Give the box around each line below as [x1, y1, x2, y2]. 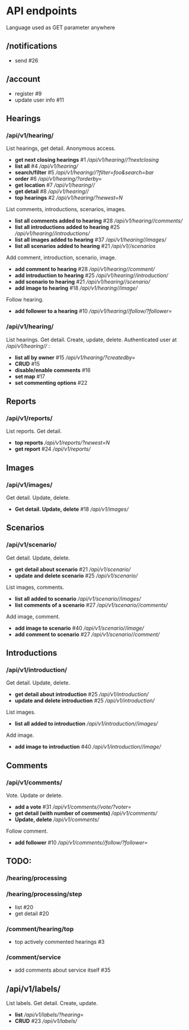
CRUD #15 [14, 360, 40, 367]
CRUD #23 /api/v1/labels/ [14, 1018, 78, 1024]
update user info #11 [14, 96, 64, 103]
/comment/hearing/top [6, 925, 74, 933]
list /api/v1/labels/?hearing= [14, 1011, 84, 1018]
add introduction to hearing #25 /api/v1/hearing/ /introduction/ [14, 272, 169, 279]
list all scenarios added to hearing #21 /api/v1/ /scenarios [14, 243, 156, 250]
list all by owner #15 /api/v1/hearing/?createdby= [14, 354, 136, 361]
